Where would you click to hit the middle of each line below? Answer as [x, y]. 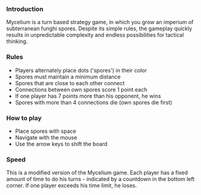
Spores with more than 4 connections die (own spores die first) [94, 102]
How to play [24, 118]
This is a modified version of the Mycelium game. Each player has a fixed [97, 173]
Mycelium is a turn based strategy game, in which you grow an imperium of [100, 22]
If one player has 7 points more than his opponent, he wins [88, 96]
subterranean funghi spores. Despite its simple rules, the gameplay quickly [99, 28]
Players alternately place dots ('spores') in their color [81, 70]
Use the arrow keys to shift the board [61, 144]
